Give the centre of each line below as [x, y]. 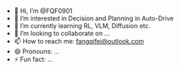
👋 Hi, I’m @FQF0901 [43, 11]
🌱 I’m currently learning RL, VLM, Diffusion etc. [82, 26]
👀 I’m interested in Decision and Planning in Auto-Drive [94, 18]
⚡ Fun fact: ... [33, 59]
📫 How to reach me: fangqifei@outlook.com [79, 41]
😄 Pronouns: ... [37, 51]
